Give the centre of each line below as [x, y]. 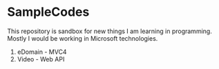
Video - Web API [41, 59]
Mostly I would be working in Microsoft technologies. [83, 38]
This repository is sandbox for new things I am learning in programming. [109, 31]
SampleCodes [48, 12]
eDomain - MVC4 [42, 52]
